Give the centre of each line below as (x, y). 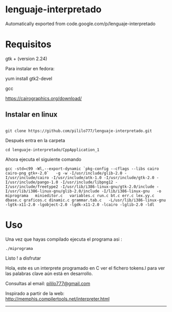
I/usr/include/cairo (27, 178)
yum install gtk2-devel (29, 79)
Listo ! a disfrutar (23, 258)
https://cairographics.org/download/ (44, 98)
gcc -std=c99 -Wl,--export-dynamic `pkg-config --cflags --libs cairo (82, 169)
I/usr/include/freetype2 (32, 187)
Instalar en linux (31, 115)
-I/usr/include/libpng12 (87, 182)
